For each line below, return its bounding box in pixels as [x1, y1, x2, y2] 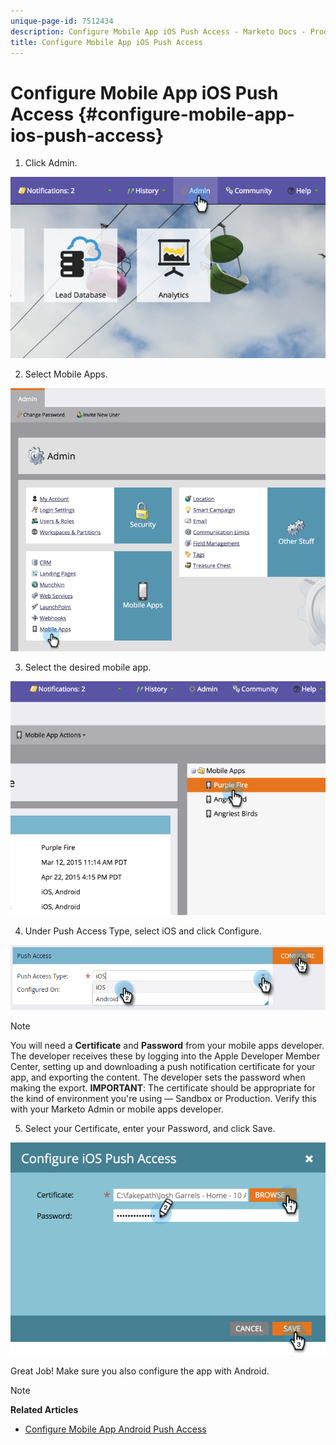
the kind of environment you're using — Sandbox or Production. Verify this [10, 1093, 318, 1105]
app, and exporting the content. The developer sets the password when [10, 1071, 306, 1084]
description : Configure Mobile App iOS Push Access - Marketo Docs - [10, 26, 307, 37]
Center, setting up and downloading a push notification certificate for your [10, 1061, 316, 1073]
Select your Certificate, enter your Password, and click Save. [24, 1123, 276, 1135]
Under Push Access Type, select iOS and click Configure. [24, 925, 262, 937]
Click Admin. [24, 157, 78, 169]
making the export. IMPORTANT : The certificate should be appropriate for [10, 1082, 316, 1094]
